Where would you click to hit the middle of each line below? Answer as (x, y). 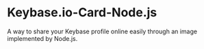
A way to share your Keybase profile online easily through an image (102, 31)
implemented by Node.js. (42, 38)
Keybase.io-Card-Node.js (82, 13)
